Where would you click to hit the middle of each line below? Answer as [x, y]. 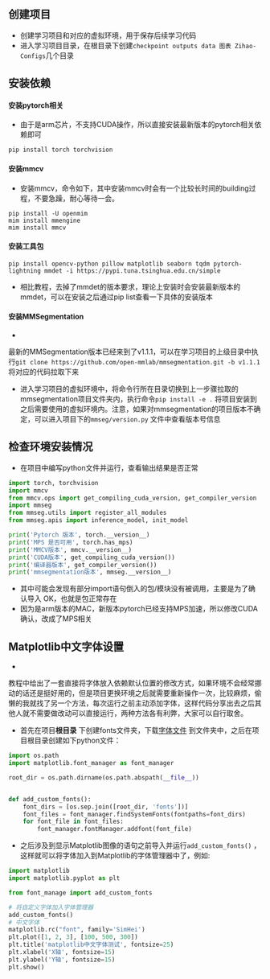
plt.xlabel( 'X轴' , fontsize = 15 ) [62, 952]
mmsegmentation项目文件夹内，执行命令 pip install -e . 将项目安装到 [138, 399]
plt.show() [27, 967]
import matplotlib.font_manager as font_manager [91, 763]
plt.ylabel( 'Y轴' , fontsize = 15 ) [62, 960]
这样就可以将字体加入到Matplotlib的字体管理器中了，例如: [115, 856]
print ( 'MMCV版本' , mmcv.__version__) [70, 549]
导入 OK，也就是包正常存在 [72, 599]
